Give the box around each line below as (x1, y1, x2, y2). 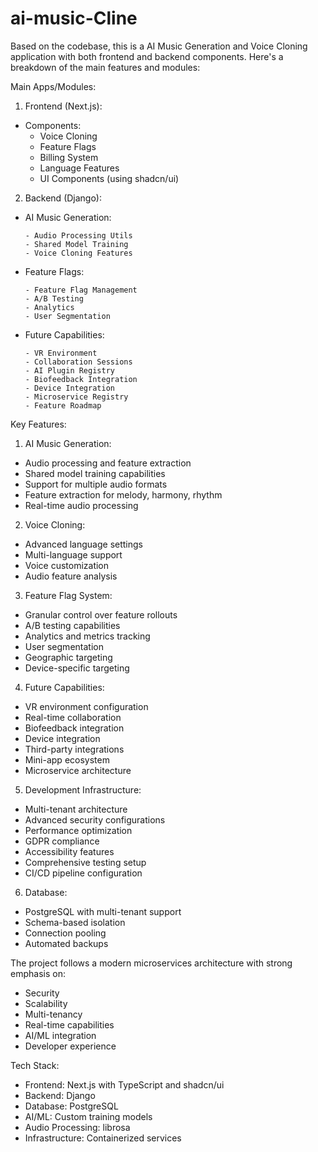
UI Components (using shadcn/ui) (39, 172, 180, 184)
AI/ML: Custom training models (24, 1110, 153, 1122)
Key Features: (10, 418, 67, 430)
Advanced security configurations (24, 813, 166, 826)
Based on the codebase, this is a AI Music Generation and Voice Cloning (10, 40, 308, 52)
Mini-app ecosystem (24, 753, 110, 766)
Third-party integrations (24, 743, 125, 755)
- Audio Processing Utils (24, 230, 133, 241)
